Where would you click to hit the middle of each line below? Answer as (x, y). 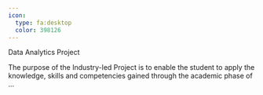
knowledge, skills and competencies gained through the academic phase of (130, 76)
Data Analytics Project (44, 53)
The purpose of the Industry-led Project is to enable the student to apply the (131, 68)
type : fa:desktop (44, 23)
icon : (17, 15)
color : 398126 (38, 30)
